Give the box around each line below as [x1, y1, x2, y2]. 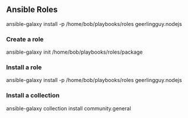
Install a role [6, 63, 43, 71]
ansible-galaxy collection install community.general [6, 104, 131, 112]
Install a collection [6, 91, 60, 100]
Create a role [6, 35, 44, 43]
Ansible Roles [6, 5, 58, 15]
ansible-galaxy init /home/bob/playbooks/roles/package [6, 48, 143, 55]
